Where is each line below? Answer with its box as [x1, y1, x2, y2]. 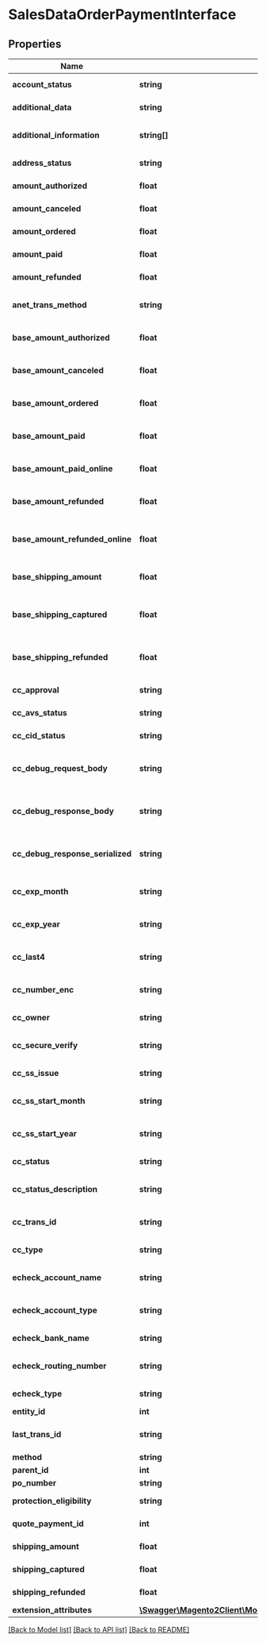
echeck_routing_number [12, 1360, 107, 1371]
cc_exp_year [12, 919, 61, 930]
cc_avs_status [12, 707, 67, 718]
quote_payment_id [12, 1518, 85, 1529]
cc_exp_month [12, 886, 69, 896]
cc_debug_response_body [12, 806, 115, 816]
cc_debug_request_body [12, 763, 108, 773]
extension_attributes [12, 1605, 93, 1615]
